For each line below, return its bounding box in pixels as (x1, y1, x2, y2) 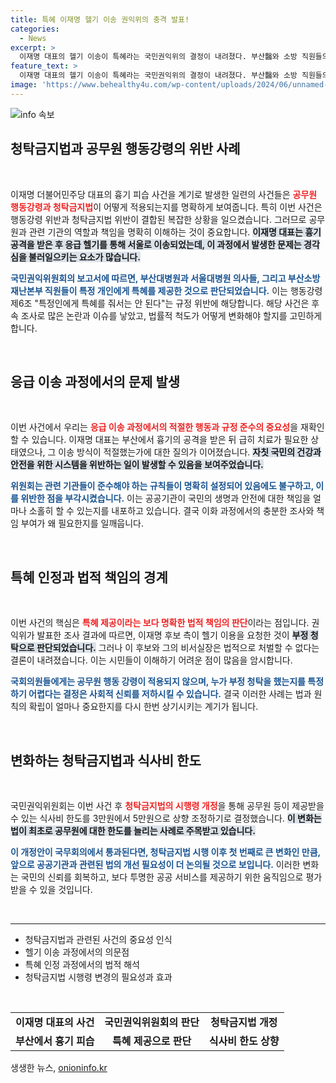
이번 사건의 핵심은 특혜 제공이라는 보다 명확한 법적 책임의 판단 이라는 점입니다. (10, 617, 310, 629)
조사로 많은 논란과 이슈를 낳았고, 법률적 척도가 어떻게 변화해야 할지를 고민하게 (20, 309, 323, 321)
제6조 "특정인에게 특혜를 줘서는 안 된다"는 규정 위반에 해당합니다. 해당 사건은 (10, 297, 310, 309)
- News (19, 33, 47, 43)
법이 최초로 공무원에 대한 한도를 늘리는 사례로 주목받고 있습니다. (10, 825, 256, 836)
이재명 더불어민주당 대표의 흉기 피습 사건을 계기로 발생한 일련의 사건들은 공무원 (10, 188, 318, 200)
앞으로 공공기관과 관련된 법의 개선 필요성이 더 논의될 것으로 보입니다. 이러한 (10, 859, 301, 870)
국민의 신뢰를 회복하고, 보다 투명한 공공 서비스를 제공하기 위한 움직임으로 (20, 871, 304, 883)
